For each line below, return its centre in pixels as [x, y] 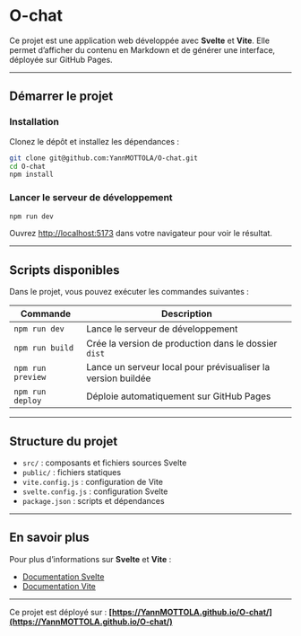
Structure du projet [64, 441]
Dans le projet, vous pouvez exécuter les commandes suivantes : [129, 292]
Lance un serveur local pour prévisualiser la [178, 367]
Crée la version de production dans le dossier [182, 344]
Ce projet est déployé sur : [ [61, 612]
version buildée [119, 378]
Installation [34, 122]
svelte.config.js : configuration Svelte [95, 491]
